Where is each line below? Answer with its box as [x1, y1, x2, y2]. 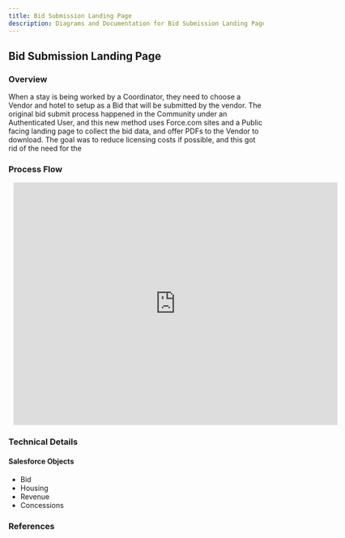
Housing [19, 483, 49, 493]
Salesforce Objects [8, 456, 75, 466]
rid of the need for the [8, 143, 83, 154]
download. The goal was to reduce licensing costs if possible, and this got [8, 135, 256, 145]
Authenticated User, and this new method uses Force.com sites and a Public [8, 118, 263, 128]
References [8, 520, 55, 532]
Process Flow [8, 163, 63, 175]
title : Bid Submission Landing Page [8, 11, 132, 20]
